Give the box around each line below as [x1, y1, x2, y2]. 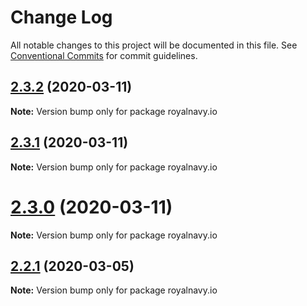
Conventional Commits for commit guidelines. [10, 49, 198, 61]
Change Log [10, 6, 113, 29]
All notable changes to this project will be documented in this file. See [10, 39, 298, 51]
